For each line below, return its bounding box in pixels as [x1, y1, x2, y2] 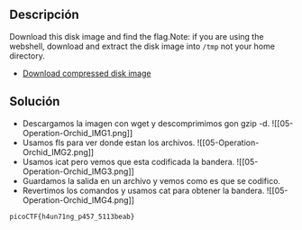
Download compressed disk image [22, 68, 151, 78]
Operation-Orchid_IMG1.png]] [22, 127, 133, 138]
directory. [9, 50, 45, 61]
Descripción [9, 7, 79, 23]
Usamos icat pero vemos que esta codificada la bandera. [22, 156, 235, 167]
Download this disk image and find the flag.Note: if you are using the [9, 31, 264, 41]
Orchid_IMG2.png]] [22, 146, 95, 157]
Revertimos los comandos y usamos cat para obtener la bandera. [22, 185, 265, 196]
